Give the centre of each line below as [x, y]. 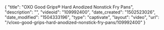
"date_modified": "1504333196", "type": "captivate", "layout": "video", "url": [82, 17]
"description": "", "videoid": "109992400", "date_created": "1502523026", [80, 12]
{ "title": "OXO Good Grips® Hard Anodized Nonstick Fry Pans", [69, 7]
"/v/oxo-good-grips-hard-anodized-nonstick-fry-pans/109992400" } [75, 22]
